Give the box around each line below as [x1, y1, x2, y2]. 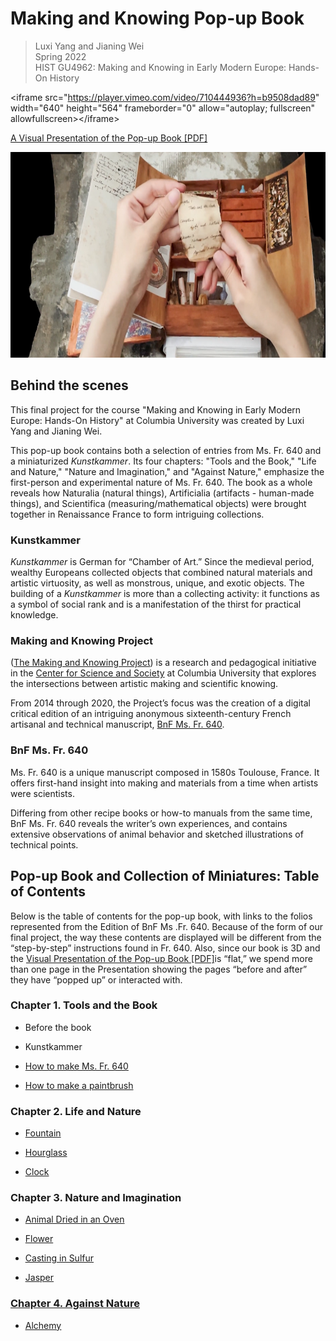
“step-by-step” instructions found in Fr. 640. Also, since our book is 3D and [10, 942, 321, 954]
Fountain [24, 1127, 62, 1139]
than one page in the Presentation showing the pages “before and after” [10, 963, 308, 975]
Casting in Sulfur [24, 1252, 95, 1264]
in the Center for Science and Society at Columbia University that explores [10, 667, 317, 679]
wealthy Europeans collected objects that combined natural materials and [10, 567, 313, 579]
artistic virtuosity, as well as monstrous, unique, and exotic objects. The [10, 577, 305, 589]
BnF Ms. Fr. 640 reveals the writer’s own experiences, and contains [10, 817, 288, 829]
